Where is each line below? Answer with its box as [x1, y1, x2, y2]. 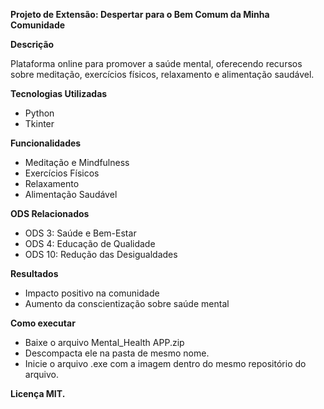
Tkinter [24, 118, 55, 129]
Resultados [10, 268, 59, 279]
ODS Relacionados [10, 208, 90, 219]
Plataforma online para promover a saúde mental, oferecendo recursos [10, 58, 303, 69]
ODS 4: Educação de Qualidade [24, 238, 156, 249]
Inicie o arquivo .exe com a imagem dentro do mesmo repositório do [24, 358, 307, 369]
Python [24, 107, 55, 119]
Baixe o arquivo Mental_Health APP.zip [24, 337, 185, 348]
